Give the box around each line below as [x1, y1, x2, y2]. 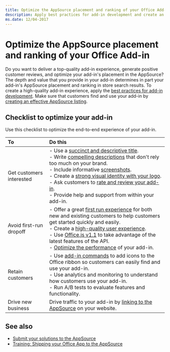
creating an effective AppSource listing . [5, 98, 88, 104]
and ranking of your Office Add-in [5, 49, 150, 61]
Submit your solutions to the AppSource [12, 335, 96, 341]
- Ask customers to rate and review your [49, 179, 146, 186]
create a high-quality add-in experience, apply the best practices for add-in [5, 88, 163, 94]
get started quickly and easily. [49, 219, 120, 226]
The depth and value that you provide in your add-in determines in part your [5, 77, 164, 83]
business [8, 305, 29, 312]
